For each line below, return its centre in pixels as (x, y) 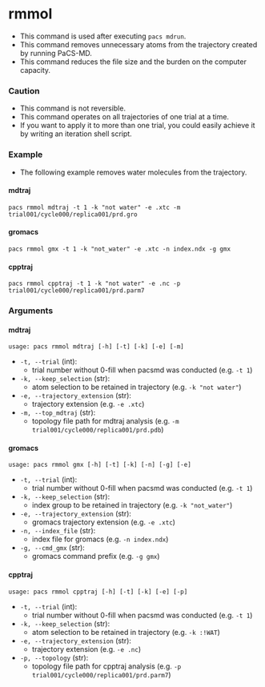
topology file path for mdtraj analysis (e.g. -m (105, 421)
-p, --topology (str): (54, 657)
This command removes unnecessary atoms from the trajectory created (139, 44)
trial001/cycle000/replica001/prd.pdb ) (98, 430)
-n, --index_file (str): (58, 531)
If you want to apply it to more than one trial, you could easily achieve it (137, 126)
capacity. (35, 70)
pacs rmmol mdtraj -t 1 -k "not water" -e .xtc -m (94, 207)
